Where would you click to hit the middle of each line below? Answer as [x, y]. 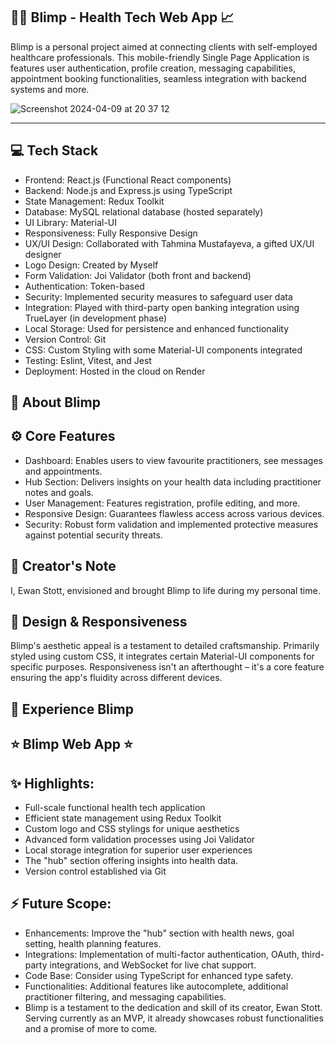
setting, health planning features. [93, 943]
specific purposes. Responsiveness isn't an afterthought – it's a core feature [167, 667]
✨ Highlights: [52, 783]
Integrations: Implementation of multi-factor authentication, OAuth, [162, 954]
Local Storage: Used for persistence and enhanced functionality [156, 328]
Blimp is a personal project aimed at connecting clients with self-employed [164, 46]
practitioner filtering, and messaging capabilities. [125, 996]
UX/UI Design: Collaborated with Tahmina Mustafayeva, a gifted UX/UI [169, 243]
